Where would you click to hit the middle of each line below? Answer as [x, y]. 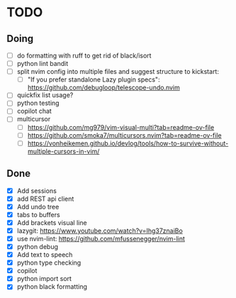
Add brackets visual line [52, 222]
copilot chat [34, 111]
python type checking [49, 263]
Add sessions [37, 191]
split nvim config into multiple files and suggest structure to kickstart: [118, 72]
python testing [38, 103]
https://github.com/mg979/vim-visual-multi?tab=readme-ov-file [121, 127]
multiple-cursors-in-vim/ [63, 151]
